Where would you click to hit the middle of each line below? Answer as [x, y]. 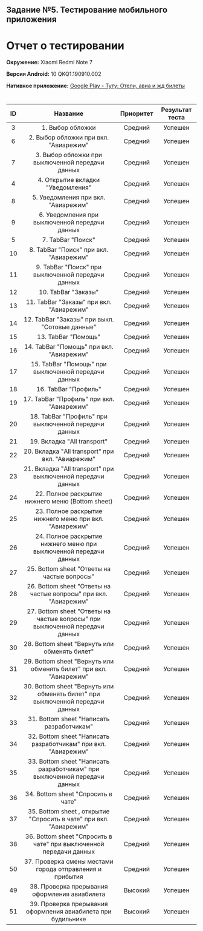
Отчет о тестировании [66, 45]
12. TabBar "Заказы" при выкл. [69, 319]
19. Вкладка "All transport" [69, 441]
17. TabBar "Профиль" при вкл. [69, 398]
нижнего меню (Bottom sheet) [69, 501]
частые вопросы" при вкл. [69, 594]
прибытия [69, 876]
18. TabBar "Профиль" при [69, 416]
